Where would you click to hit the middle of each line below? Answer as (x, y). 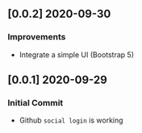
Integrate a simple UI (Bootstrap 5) (77, 54)
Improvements (37, 37)
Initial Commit (35, 103)
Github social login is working (71, 120)
